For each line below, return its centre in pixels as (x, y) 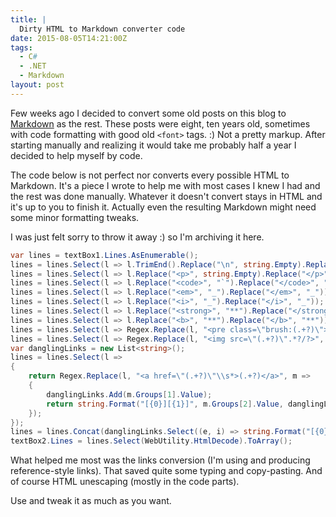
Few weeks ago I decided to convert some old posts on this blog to (148, 113)
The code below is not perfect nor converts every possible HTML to (150, 175)
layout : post (37, 85)
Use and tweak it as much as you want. (91, 501)
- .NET (33, 66)
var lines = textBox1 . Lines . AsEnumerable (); (104, 255)
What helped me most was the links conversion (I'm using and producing (160, 460)
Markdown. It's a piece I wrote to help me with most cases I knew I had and (165, 185)
